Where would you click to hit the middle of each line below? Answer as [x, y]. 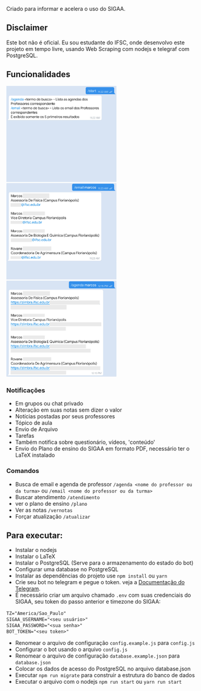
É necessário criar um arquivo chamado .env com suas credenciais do [103, 595]
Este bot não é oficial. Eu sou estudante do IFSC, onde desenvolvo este [96, 43]
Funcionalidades [39, 74]
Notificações [26, 390]
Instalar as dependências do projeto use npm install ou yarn [91, 576]
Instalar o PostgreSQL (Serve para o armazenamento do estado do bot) [104, 563]
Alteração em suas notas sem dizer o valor [69, 410]
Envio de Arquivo [36, 429]
